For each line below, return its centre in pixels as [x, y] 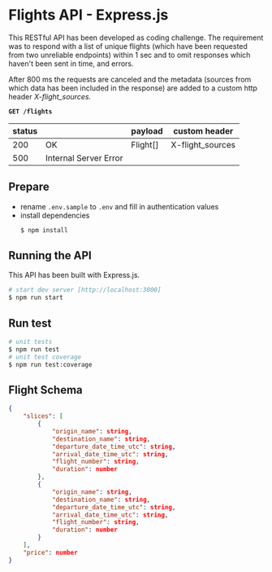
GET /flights [30, 112]
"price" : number [51, 552]
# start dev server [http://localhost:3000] [85, 290]
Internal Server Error [84, 158]
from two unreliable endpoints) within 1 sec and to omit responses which [130, 55]
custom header [203, 130]
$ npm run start [36, 298]
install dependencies [55, 215]
